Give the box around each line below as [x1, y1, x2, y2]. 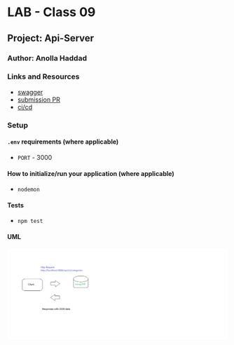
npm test [17, 218, 43, 225]
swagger [17, 88, 43, 96]
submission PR [17, 95, 61, 104]
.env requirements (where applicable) [7, 137, 119, 146]
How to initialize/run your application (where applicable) [7, 169, 174, 177]
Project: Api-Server [7, 32, 95, 44]
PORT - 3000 [17, 153, 53, 161]
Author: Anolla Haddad [7, 53, 88, 63]
